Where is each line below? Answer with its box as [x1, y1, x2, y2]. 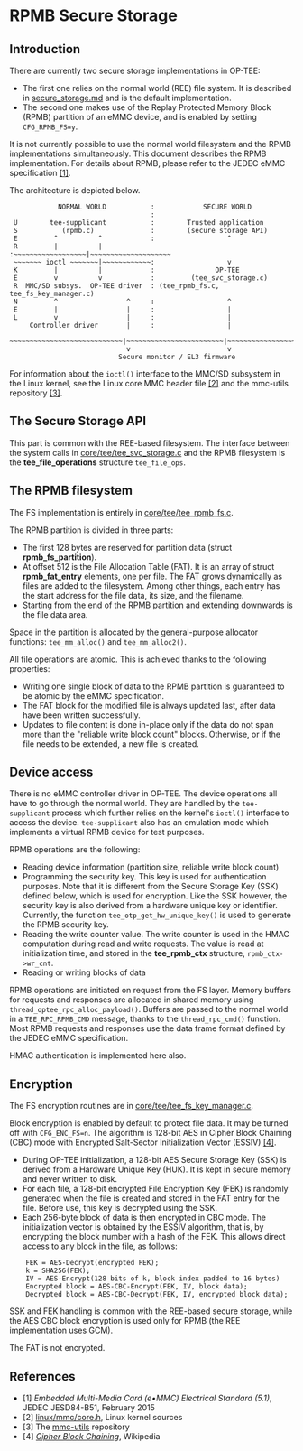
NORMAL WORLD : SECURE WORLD [57, 202, 252, 211]
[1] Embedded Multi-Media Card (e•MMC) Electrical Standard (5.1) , [22, 1392, 272, 1404]
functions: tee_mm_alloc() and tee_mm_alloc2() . [9, 636, 187, 646]
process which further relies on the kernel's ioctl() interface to [51, 807, 289, 818]
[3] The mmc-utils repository [22, 1421, 131, 1432]
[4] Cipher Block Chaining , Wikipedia [22, 1431, 161, 1442]
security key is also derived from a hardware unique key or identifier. [22, 900, 278, 911]
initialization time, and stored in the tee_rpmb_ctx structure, [22, 948, 245, 959]
